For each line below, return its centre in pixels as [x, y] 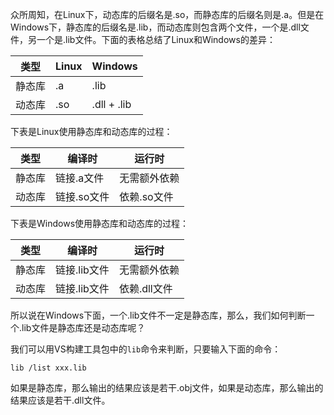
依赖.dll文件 [145, 288]
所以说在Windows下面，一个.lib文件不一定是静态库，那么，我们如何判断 [158, 315]
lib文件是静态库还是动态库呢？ [83, 327]
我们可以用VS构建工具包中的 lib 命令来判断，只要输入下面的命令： [146, 349]
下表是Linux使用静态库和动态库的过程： [91, 131]
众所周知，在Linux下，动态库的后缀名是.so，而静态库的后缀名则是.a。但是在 [167, 14]
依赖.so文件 [146, 196]
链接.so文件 [82, 196]
